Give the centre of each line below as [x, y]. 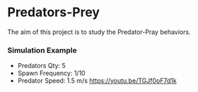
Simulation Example [42, 50]
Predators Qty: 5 [41, 66]
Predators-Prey [54, 12]
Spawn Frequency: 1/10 [52, 73]
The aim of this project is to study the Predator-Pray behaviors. [99, 32]
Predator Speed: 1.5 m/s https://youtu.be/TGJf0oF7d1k [97, 81]
